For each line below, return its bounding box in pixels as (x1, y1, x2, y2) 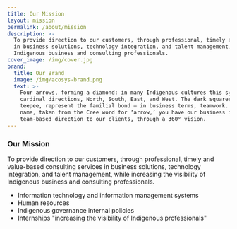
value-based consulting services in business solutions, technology (7, 162, 201, 170)
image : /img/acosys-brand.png (13, 76, 102, 83)
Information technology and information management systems (17, 191, 199, 199)
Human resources (17, 199, 70, 207)
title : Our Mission (7, 10, 65, 18)
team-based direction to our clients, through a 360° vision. (20, 115, 207, 122)
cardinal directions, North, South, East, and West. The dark (20, 96, 207, 103)
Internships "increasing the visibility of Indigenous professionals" (17, 213, 207, 222)
